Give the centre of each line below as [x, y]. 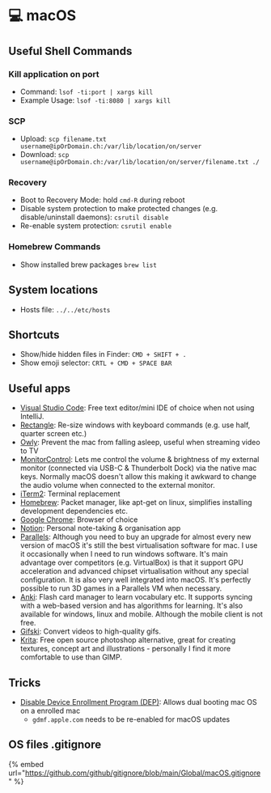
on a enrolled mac [50, 711]
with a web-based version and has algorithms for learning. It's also [131, 606]
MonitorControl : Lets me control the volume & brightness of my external [140, 460]
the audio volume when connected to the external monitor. [118, 486]
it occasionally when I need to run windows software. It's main [124, 554]
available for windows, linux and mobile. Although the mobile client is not [141, 614]
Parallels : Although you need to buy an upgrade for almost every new [135, 537]
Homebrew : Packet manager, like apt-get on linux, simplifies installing [136, 503]
